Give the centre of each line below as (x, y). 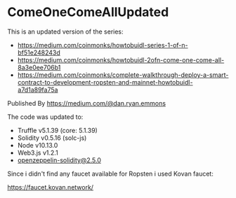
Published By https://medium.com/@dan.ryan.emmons (87, 103)
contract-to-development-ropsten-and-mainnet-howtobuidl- (105, 82)
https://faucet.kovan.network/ (50, 187)
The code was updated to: (45, 117)
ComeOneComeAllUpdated (88, 12)
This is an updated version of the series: (66, 31)
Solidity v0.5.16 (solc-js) (52, 138)
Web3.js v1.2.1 (38, 153)
